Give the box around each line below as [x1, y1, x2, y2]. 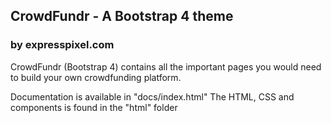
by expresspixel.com [10, 38, 115, 52]
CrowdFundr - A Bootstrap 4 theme [10, 8, 234, 25]
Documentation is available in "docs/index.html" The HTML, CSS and [10, 90, 295, 103]
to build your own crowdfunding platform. [10, 71, 182, 83]
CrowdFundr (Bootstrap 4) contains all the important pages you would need [10, 60, 322, 73]
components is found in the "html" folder [10, 101, 178, 113]
